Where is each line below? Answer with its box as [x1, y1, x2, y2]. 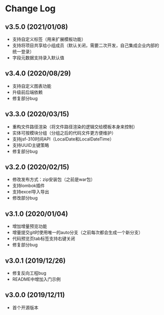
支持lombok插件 [12, 183, 45, 189]
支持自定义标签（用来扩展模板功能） [12, 36, 86, 42]
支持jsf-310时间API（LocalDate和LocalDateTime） [12, 136, 114, 142]
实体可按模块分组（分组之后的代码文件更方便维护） [12, 130, 116, 136]
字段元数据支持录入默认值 [12, 55, 65, 61]
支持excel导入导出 [12, 189, 49, 195]
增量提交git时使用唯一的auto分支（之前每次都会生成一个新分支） [12, 230, 143, 236]
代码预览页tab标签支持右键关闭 [12, 236, 75, 242]
